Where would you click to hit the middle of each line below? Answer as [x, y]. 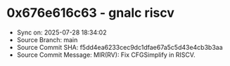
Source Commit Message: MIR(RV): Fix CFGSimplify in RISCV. [106, 55]
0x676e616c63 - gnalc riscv [91, 13]
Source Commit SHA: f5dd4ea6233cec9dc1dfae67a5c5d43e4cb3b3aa [120, 47]
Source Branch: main [47, 39]
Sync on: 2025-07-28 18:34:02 [62, 32]
